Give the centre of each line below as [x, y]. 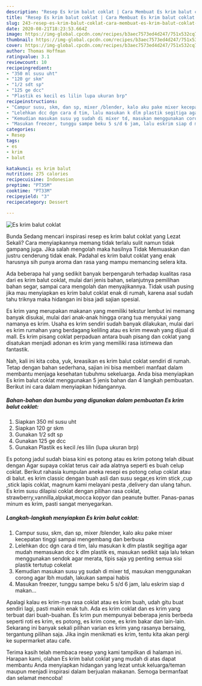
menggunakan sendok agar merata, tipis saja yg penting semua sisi [98, 559]
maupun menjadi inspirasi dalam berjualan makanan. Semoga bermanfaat [97, 672]
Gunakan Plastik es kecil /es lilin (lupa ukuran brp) [77, 447]
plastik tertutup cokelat [43, 565]
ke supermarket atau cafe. [39, 641]
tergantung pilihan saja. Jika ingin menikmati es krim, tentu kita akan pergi [98, 634]
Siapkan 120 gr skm [39, 428]
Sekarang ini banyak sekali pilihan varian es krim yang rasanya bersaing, [96, 628]
